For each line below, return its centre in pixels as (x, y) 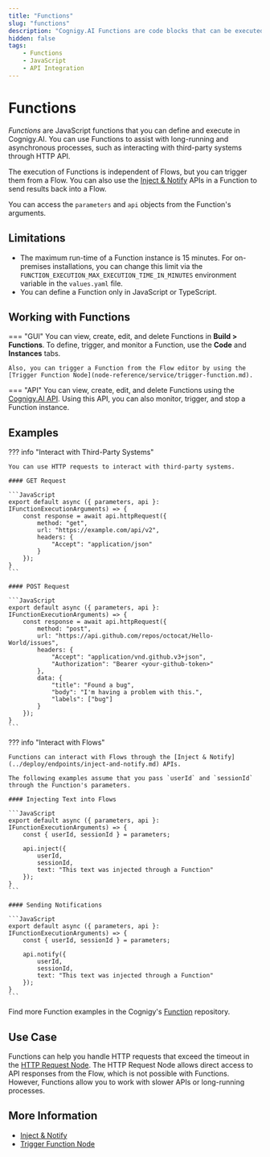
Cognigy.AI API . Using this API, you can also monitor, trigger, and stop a (127, 399)
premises (35, 266)
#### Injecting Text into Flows (62, 800)
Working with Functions (70, 317)
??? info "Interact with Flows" (57, 742)
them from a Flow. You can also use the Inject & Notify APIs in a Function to (133, 180)
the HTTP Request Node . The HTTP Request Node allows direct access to (131, 1064)
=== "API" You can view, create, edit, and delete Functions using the (121, 390)
